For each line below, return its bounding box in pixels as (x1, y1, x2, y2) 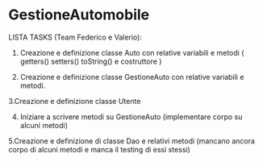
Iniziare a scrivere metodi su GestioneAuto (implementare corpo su (19, 111, 243, 122)
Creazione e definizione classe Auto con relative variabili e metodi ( (19, 48, 244, 57)
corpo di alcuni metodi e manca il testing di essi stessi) (8, 144, 191, 154)
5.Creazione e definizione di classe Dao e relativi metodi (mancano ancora (8, 135, 256, 146)
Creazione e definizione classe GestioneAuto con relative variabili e (19, 72, 244, 81)
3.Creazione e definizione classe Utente (8, 96, 141, 106)
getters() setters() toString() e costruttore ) (19, 56, 162, 66)
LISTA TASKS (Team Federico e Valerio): (8, 32, 143, 42)
